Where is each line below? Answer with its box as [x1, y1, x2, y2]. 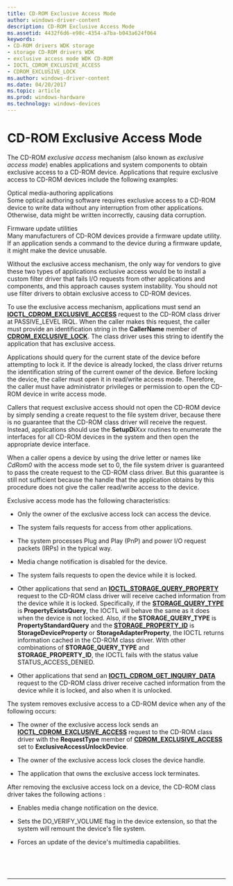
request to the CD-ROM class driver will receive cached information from [17, 591, 226, 600]
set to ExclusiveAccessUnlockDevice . [17, 742, 128, 751]
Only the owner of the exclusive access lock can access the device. [17, 510, 212, 518]
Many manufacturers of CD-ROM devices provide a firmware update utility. [7, 232, 222, 240]
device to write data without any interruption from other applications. [7, 203, 204, 211]
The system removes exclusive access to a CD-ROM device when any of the [7, 700, 226, 708]
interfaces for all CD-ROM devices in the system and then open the [7, 433, 199, 441]
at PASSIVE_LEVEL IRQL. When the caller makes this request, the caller [7, 317, 210, 326]
